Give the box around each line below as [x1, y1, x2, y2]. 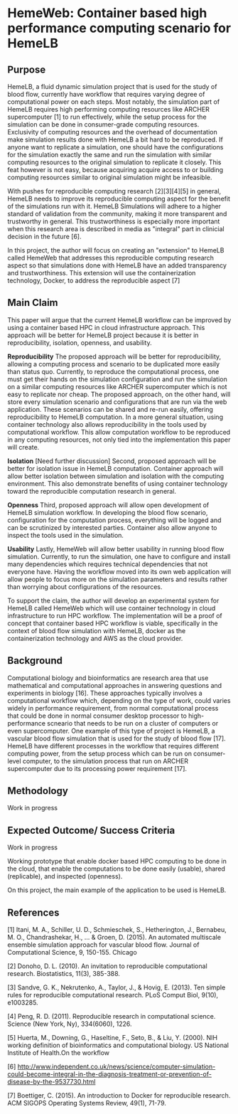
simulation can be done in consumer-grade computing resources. [7, 120, 200, 129]
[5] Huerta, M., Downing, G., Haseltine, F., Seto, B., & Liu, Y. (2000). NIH [7, 1034, 218, 1042]
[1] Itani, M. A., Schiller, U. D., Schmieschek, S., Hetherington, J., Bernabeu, [7, 925, 227, 934]
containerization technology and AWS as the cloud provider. [7, 634, 183, 642]
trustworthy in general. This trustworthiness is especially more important [7, 217, 220, 226]
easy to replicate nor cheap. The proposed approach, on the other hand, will [7, 390, 231, 398]
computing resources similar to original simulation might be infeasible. [7, 173, 212, 181]
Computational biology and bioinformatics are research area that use [7, 674, 209, 682]
